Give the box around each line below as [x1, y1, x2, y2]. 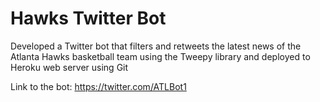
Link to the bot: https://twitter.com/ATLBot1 [10, 80, 187, 92]
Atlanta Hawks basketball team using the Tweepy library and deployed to [10, 50, 311, 62]
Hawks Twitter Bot [10, 7, 167, 30]
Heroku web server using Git [10, 61, 129, 73]
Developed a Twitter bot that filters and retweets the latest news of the [10, 40, 302, 52]
